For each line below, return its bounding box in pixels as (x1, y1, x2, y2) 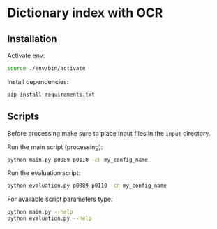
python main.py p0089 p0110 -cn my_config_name (7, 156, 149, 163)
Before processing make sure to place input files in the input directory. (7, 129, 211, 137)
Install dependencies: (7, 77, 69, 85)
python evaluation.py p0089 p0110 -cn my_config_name (7, 182, 167, 190)
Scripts (7, 111, 40, 123)
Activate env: (7, 51, 45, 60)
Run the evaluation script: (7, 169, 81, 177)
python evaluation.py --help (7, 215, 92, 222)
